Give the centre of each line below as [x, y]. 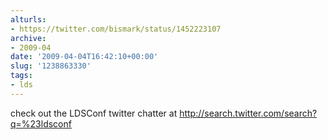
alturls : [28, 19]
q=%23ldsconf [41, 123]
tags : [21, 76]
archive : [28, 38]
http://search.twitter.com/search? [248, 113]
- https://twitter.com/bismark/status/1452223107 [116, 29]
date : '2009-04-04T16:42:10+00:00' [84, 57]
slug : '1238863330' [51, 66]
